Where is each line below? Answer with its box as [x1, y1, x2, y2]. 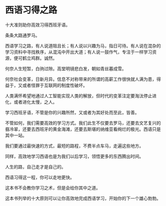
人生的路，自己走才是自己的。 [5, 164, 66, 169]
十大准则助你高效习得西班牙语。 [5, 22, 70, 28]
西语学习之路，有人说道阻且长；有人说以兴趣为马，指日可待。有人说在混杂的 [5, 42, 161, 48]
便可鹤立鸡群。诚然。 [13, 55, 57, 61]
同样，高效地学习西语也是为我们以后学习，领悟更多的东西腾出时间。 [5, 153, 144, 159]
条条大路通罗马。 [5, 32, 40, 38]
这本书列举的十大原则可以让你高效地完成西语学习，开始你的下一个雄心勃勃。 [5, 195, 161, 201]
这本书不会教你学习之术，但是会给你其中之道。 [5, 185, 100, 191]
